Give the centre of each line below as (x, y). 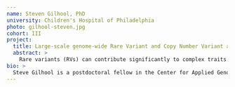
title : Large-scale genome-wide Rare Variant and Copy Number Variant (118, 46)
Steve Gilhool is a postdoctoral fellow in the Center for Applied (114, 72)
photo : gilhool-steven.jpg (46, 27)
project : (19, 40)
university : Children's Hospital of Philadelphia (81, 20)
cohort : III (24, 33)
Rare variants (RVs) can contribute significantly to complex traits (123, 60)
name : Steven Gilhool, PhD (46, 14)
